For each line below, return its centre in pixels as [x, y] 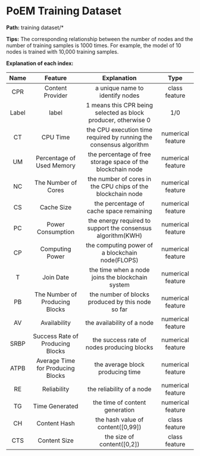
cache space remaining [119, 211]
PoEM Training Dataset [64, 11]
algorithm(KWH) [120, 235]
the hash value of [119, 420]
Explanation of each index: [40, 63]
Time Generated [56, 406]
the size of [120, 436]
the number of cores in [120, 179]
